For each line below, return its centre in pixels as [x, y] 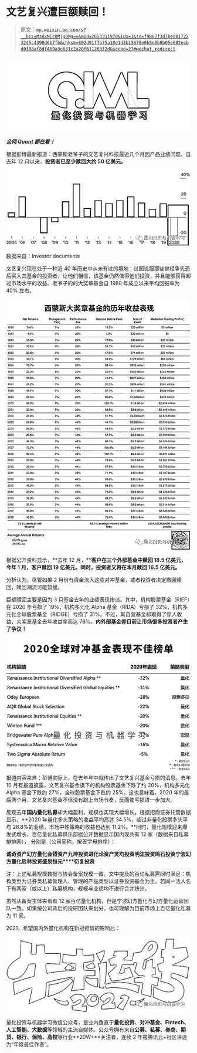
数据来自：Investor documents [43, 256]
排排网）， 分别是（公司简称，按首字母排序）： [61, 841]
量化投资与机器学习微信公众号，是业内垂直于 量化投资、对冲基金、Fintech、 [98, 1022]
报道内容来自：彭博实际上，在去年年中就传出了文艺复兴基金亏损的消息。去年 [98, 777]
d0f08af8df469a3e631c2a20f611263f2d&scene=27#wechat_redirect [98, 49]
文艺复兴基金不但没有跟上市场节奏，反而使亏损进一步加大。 [103, 800]
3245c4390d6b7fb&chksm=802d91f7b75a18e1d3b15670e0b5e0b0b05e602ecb [104, 43]
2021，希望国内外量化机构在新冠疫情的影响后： [63, 928]
